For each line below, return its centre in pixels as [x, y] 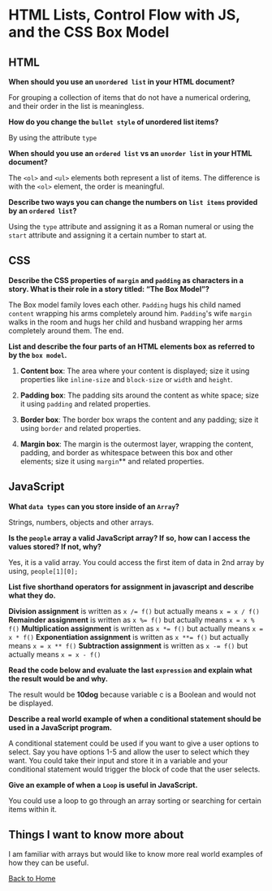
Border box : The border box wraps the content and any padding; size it [139, 419]
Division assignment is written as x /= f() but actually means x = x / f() [134, 611]
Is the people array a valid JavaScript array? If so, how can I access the [130, 537]
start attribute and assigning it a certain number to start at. [108, 235]
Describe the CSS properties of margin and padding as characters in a [126, 280]
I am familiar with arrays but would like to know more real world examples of [136, 854]
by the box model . [38, 354]
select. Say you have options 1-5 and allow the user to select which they [129, 752]
